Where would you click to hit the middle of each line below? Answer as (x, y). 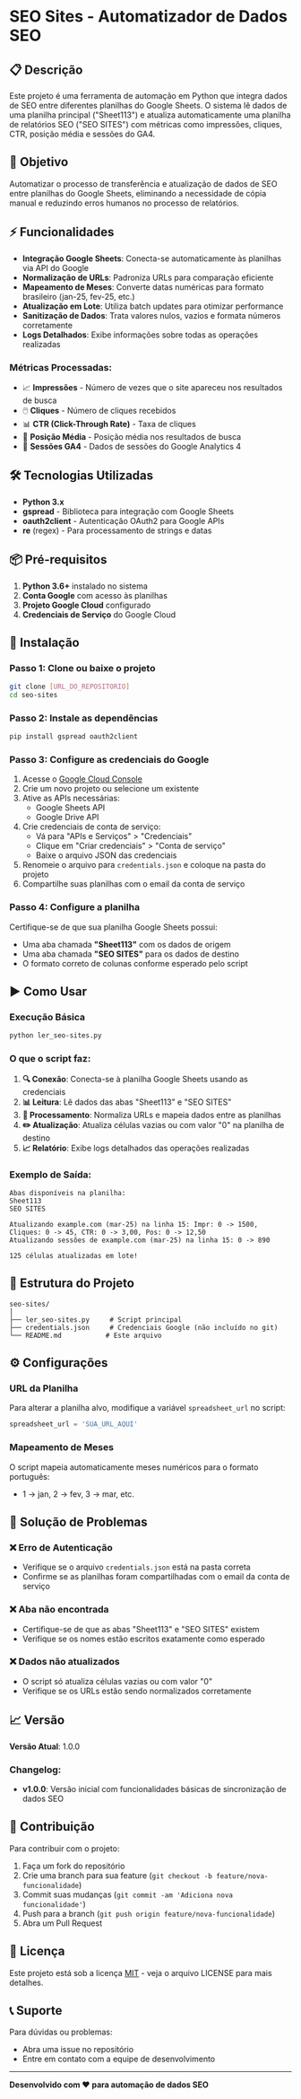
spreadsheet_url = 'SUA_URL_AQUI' (74, 1424)
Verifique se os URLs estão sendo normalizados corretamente (137, 1691)
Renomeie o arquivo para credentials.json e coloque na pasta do (144, 865)
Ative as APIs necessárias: (71, 798)
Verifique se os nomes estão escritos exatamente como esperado (144, 1639)
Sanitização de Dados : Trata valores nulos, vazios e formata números (151, 315)
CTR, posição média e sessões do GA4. (82, 134)
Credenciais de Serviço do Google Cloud (99, 614)
